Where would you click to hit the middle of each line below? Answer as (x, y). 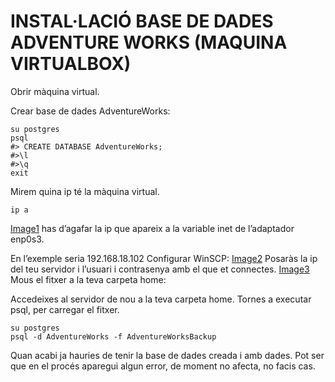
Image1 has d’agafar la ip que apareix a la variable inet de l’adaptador (152, 228)
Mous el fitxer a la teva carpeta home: (88, 279)
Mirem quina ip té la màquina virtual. (85, 191)
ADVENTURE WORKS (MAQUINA (149, 42)
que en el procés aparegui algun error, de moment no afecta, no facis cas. (163, 366)
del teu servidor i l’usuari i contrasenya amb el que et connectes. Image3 (160, 269)
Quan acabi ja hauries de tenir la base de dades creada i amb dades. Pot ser (167, 355)
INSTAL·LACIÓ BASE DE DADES (142, 21)
